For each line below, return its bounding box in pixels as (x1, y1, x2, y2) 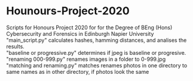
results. (6, 43, 25, 50)
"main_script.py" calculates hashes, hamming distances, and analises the (6, 36, 187, 43)
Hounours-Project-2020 (6, 4, 130, 18)
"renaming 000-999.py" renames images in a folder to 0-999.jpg (6, 55, 166, 63)
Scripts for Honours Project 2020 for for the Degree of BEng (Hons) (6, 24, 173, 31)
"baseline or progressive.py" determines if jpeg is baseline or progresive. (6, 49, 186, 56)
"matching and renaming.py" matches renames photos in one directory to (6, 61, 188, 69)
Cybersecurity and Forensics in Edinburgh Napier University (6, 30, 154, 37)
